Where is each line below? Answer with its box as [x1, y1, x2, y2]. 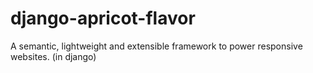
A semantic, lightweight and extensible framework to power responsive [10, 40, 303, 52]
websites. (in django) [10, 50, 97, 62]
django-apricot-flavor [10, 7, 196, 30]
